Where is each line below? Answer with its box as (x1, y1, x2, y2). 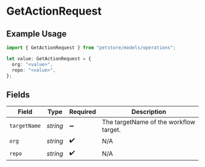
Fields (6, 90, 31, 100)
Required (69, 108, 96, 116)
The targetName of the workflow (101, 118, 196, 126)
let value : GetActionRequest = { (6, 55, 92, 62)
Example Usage (6, 29, 67, 39)
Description (131, 108, 167, 116)
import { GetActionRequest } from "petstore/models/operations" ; (6, 44, 176, 51)
